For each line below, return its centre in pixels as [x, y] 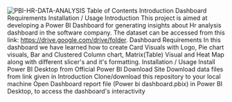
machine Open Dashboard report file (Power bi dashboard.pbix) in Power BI [115, 84]
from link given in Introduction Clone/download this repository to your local [114, 76]
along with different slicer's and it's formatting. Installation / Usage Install [111, 62]
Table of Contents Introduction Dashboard [146, 11]
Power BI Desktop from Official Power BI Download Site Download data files [115, 69]
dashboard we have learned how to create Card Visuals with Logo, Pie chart [116, 47]
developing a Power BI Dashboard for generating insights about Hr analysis [114, 25]
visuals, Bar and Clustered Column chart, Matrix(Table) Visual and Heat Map [116, 54]
